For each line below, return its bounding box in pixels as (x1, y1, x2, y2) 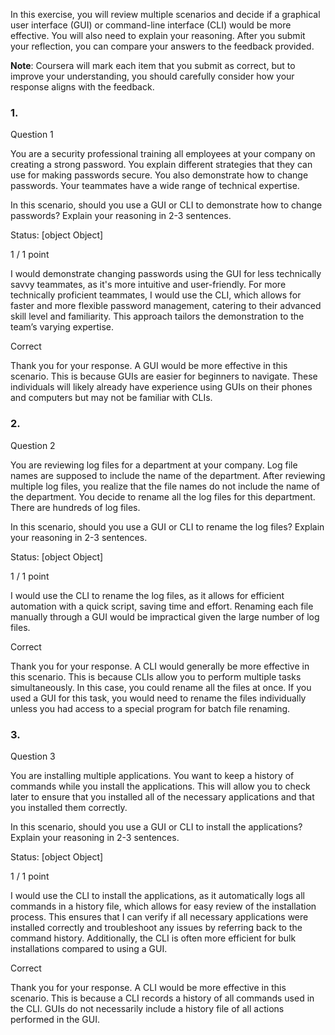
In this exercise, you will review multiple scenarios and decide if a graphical (10, 9, 321, 20)
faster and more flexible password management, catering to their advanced (10, 300, 322, 312)
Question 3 (10, 750, 56, 762)
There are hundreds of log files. (10, 501, 141, 513)
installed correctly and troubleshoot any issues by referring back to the (10, 921, 303, 933)
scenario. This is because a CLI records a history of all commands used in (10, 992, 315, 1004)
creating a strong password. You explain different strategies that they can (10, 159, 313, 171)
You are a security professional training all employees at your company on (10, 148, 316, 160)
